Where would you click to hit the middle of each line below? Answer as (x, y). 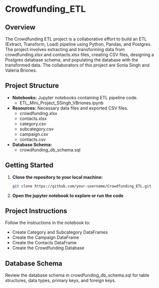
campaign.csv (34, 134)
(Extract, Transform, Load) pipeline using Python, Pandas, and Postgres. (78, 44)
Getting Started (29, 165)
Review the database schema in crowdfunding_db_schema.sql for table (77, 275)
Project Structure (32, 86)
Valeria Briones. (21, 70)
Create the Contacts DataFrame (44, 243)
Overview (20, 27)
